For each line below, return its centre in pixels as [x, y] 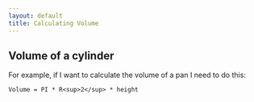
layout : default [35, 16]
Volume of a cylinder [61, 56]
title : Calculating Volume [54, 23]
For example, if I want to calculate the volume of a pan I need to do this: [127, 75]
